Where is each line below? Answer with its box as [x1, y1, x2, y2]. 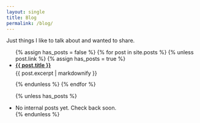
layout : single [6, 9, 45, 15]
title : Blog [6, 15, 37, 21]
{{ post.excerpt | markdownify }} [15, 69, 97, 77]
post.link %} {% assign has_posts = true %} [15, 55, 126, 63]
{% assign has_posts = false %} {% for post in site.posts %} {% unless [15, 49, 194, 56]
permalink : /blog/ [6, 20, 53, 26]
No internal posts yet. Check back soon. [15, 104, 117, 111]
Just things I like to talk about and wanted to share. [6, 37, 135, 44]
